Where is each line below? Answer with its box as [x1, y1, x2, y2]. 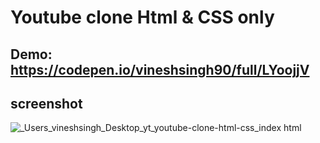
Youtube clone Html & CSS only [10, 6, 275, 29]
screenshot [10, 95, 83, 112]
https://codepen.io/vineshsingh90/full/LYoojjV [10, 61, 310, 78]
